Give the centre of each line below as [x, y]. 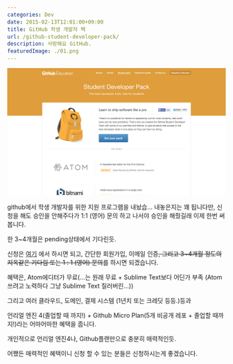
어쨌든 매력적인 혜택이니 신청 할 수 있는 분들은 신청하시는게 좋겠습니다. [102, 353]
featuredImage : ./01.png [43, 51]
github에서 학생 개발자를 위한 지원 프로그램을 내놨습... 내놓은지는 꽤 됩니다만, [111, 207]
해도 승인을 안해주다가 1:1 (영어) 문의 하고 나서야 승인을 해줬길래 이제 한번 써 [122, 216]
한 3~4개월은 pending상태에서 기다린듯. [62, 239]
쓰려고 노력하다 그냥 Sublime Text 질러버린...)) [70, 286]
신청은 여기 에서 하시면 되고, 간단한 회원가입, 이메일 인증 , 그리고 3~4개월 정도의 [114, 254]
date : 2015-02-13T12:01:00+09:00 [55, 22]
